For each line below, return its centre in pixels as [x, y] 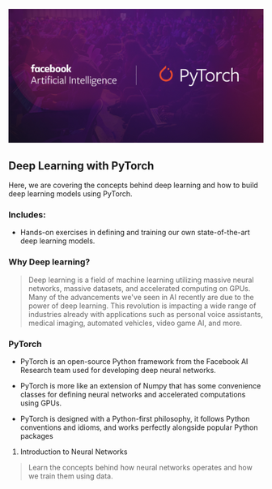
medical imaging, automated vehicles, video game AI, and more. [135, 323]
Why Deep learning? [49, 262]
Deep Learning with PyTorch [81, 166]
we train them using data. [70, 476]
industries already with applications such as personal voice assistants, [145, 314]
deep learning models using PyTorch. [70, 194]
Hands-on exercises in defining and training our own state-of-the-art [135, 233]
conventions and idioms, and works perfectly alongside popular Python [139, 427]
